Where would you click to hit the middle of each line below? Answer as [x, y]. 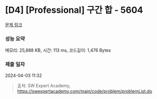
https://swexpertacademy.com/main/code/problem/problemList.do [85, 91]
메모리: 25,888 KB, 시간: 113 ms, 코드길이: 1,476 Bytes [58, 50]
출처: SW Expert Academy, [44, 85]
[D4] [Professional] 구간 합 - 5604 [74, 10]
